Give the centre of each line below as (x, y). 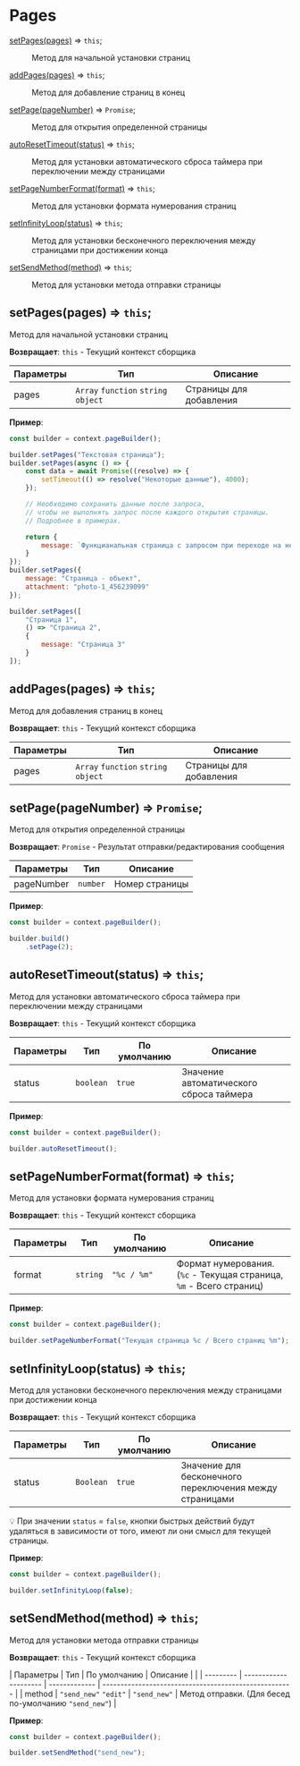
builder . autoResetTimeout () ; (63, 1149)
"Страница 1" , (51, 620)
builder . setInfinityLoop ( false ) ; (71, 1590)
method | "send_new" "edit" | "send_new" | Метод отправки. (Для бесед (157, 1694)
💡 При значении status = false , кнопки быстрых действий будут (132, 1521)
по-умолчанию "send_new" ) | (63, 1703)
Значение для (211, 1465)
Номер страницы (151, 884)
